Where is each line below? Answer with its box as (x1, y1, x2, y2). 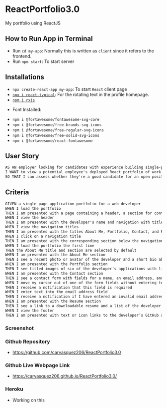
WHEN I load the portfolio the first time (5, 243, 94, 248)
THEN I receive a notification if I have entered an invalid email (5, 294, 148, 299)
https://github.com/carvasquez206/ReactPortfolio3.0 (12, 349, 121, 355)
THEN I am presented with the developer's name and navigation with (5, 220, 150, 225)
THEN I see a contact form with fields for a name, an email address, (5, 276, 155, 281)
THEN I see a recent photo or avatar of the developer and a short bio (5, 257, 157, 262)
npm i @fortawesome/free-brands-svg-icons (12, 122, 102, 127)
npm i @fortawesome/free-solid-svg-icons (12, 133, 99, 138)
